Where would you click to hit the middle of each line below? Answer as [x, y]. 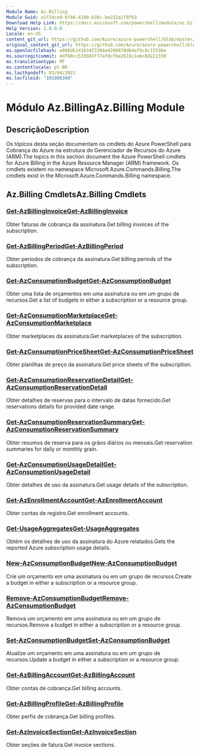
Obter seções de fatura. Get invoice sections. [61, 745]
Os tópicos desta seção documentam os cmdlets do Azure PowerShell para [99, 144]
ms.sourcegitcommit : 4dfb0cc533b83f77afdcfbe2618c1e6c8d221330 [86, 56]
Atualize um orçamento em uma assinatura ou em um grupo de [83, 653]
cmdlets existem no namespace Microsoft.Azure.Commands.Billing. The [94, 169]
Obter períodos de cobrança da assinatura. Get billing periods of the [89, 259]
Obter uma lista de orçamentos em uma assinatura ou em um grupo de [93, 294]
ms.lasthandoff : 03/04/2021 [41, 73]
